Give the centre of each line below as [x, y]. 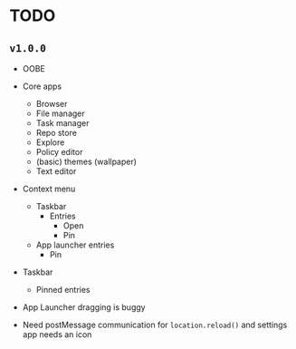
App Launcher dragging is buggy [84, 307]
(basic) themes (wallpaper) [86, 161]
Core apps [42, 86]
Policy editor [59, 152]
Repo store [56, 133]
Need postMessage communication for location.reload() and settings [155, 325]
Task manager [62, 123]
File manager [61, 113]
